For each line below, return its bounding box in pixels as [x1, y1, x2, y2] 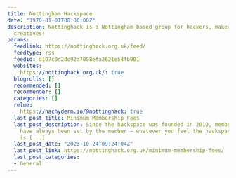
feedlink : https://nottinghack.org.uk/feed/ [13, 43, 146, 50]
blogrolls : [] [13, 75, 55, 83]
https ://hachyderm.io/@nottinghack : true [20, 108, 143, 115]
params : [7, 36, 30, 43]
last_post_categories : [13, 153, 80, 161]
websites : [13, 62, 42, 69]
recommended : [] [13, 82, 61, 89]
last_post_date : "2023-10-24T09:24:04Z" [13, 141, 133, 148]
